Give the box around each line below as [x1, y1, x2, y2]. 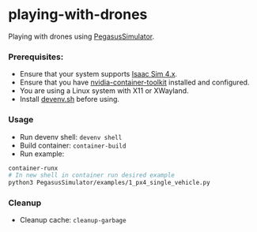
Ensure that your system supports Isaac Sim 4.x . [19, 69, 178, 79]
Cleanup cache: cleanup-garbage [19, 215, 127, 225]
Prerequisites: [8, 51, 64, 62]
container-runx [8, 164, 59, 172]
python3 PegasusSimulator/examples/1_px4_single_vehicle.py [8, 179, 211, 187]
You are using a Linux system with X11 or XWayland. [19, 86, 189, 95]
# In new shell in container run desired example [8, 171, 176, 179]
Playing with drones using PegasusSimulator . [8, 32, 155, 41]
